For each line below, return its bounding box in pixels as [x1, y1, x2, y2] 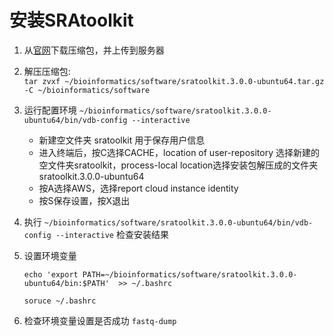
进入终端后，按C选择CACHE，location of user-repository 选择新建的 [38, 146, 320, 158]
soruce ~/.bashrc [23, 296, 97, 306]
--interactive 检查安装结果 [55, 228, 169, 240]
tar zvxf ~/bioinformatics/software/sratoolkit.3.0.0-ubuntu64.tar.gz [23, 76, 325, 86]
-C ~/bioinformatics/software [23, 85, 151, 95]
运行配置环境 [23, 104, 77, 116]
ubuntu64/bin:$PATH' [23, 278, 110, 288]
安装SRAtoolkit [9, 9, 134, 32]
